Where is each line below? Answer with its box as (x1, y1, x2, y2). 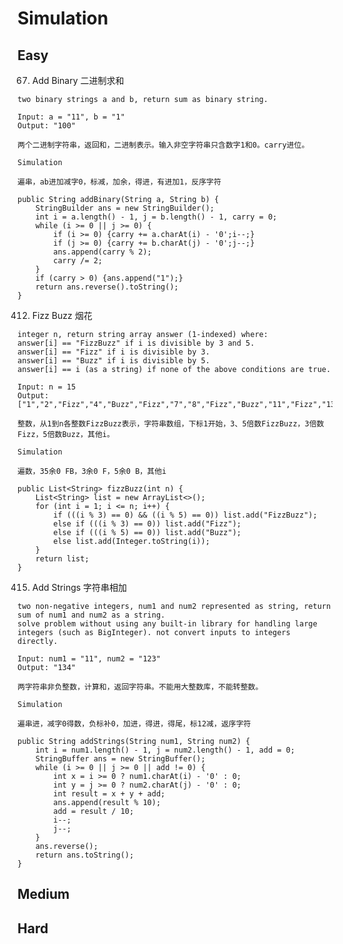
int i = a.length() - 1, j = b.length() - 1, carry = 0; (35, 212, 278, 222)
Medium (17, 886, 70, 903)
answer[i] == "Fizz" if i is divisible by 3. (17, 347, 210, 357)
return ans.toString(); (35, 850, 135, 860)
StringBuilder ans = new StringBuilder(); (35, 203, 215, 213)
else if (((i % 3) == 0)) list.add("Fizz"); (53, 519, 242, 529)
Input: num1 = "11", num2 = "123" (17, 654, 162, 664)
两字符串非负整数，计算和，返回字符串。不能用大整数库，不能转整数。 (17, 682, 264, 692)
